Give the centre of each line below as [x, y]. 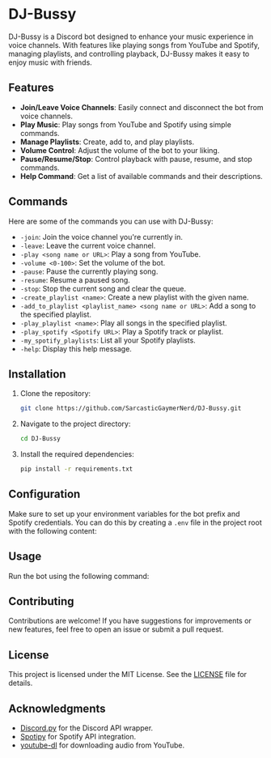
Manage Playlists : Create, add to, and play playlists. [107, 142]
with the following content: [53, 530]
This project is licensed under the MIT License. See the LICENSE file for [128, 675]
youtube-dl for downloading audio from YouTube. [102, 745]
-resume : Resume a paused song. [75, 279]
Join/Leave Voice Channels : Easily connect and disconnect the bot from [142, 107]
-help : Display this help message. [76, 348]
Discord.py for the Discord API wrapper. [87, 728]
